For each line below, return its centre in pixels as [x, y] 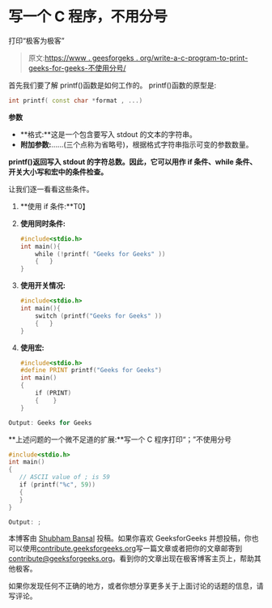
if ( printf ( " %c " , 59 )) [57, 485]
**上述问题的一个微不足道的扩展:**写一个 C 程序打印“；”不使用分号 [120, 439]
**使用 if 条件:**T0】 [55, 206]
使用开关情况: [43, 285]
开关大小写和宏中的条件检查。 [58, 172]
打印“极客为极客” [36, 41]
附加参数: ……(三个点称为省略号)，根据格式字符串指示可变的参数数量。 [136, 144]
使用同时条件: [43, 223]
